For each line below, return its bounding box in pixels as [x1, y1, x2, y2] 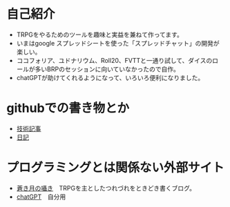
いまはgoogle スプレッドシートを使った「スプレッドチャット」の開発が [16, 39, 220, 47]
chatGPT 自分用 [16, 193, 66, 201]
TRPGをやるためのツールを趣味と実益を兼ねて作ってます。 [16, 30, 184, 39]
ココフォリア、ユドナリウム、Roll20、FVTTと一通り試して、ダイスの [16, 56, 213, 64]
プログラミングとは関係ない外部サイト [6, 160, 225, 176]
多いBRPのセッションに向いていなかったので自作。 [35, 65, 180, 73]
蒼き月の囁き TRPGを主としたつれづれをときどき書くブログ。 [16, 184, 196, 192]
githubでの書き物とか [6, 101, 130, 116]
